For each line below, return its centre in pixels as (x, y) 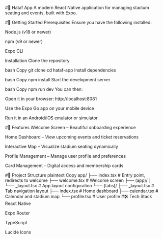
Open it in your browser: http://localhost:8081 (51, 99)
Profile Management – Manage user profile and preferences (66, 156)
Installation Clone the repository (37, 61)
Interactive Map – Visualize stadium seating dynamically (62, 146)
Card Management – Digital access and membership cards (64, 166)
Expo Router (18, 213)
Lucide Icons (18, 232)
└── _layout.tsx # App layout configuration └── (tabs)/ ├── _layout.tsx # (80, 186)
